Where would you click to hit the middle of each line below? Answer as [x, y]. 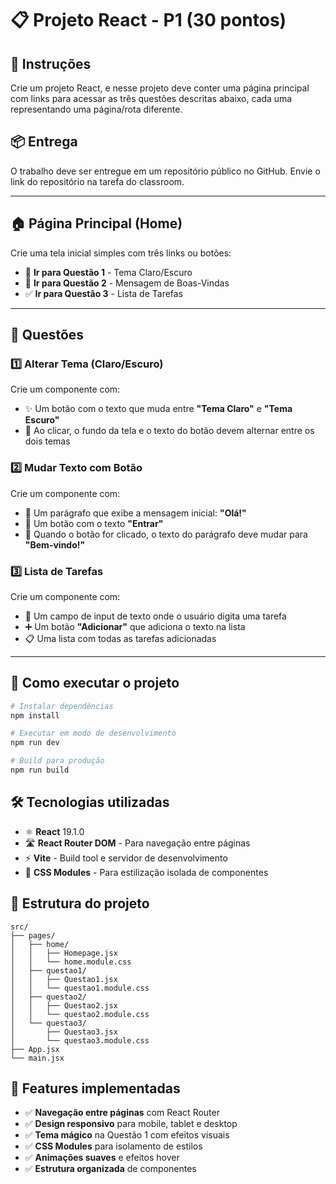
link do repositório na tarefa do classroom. [97, 181]
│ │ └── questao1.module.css [80, 988]
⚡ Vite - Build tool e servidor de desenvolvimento [126, 858]
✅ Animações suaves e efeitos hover [102, 1158]
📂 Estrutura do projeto [80, 903]
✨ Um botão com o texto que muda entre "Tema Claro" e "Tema [158, 409]
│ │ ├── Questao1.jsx [64, 979]
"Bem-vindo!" [55, 544]
